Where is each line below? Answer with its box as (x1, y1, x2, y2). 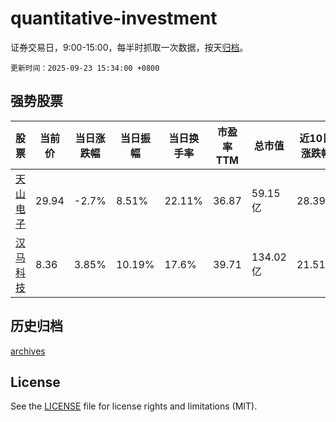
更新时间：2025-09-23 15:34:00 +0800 (10, 63, 160, 73)
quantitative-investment (10, 7, 218, 30)
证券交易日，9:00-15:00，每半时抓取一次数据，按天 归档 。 (10, 41, 249, 53)
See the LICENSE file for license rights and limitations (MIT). (10, 400, 258, 412)
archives (10, 345, 46, 357)
